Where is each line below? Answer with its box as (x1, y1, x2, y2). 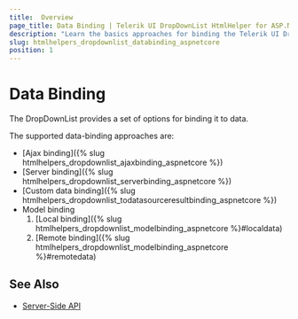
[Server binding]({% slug (21, 167, 114, 177)
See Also (9, 276, 59, 292)
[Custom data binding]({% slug (21, 185, 136, 196)
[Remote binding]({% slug (35, 232, 130, 244)
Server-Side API (21, 300, 82, 311)
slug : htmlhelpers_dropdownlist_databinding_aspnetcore (9, 37, 220, 47)
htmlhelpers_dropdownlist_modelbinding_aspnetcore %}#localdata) (35, 223, 283, 234)
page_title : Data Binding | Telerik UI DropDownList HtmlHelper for (9, 21, 268, 30)
